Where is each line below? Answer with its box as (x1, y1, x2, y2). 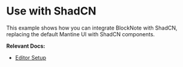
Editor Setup (15, 54, 47, 61)
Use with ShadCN (6, 4, 96, 18)
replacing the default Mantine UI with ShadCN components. (6, 30, 155, 37)
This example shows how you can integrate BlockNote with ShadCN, (6, 24, 178, 31)
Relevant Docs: (6, 42, 45, 49)
